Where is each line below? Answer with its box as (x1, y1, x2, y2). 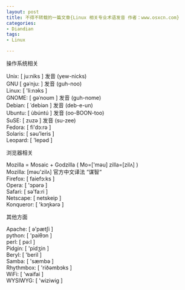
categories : (6, 20, 36, 26)
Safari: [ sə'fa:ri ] (6, 188, 48, 195)
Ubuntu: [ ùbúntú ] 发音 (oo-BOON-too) (6, 110, 105, 116)
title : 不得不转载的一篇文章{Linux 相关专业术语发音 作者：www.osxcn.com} (6, 15, 180, 21)
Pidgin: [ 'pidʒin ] (6, 245, 50, 252)
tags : (6, 31, 20, 38)
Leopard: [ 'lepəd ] (6, 137, 53, 143)
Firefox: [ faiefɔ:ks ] (6, 175, 55, 182)
